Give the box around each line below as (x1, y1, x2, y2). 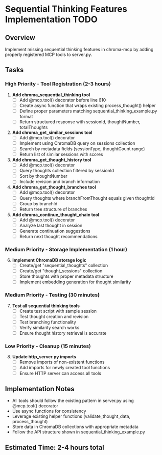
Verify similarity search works (19, 324, 80, 330)
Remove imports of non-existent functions (19, 359, 105, 365)
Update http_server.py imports (12, 354, 76, 360)
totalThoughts (19, 124, 48, 130)
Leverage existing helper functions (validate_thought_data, (12, 413, 131, 419)
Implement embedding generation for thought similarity (19, 279, 131, 285)
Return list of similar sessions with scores (19, 151, 103, 158)
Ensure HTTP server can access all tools (19, 370, 101, 376)
